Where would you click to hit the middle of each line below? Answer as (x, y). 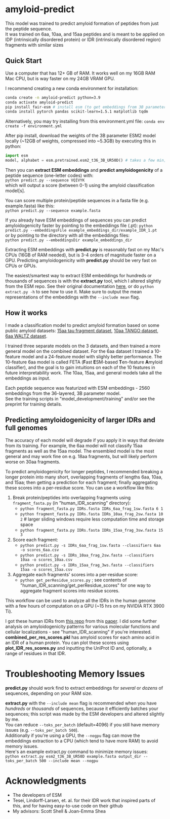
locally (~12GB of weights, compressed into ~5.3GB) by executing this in (80, 141)
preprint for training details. (34, 404)
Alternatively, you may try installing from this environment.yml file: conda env (85, 121)
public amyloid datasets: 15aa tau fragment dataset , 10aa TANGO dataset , (82, 330)
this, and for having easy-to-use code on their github (68, 806)
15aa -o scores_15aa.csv (46, 569)
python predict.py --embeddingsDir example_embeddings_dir (69, 240)
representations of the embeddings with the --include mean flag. (73, 297)
